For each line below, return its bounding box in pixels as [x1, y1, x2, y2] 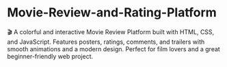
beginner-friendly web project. [7, 52, 94, 60]
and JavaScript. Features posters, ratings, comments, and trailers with [7, 38, 205, 46]
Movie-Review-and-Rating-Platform [7, 5, 217, 21]
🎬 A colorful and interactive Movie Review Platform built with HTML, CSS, [7, 27, 215, 36]
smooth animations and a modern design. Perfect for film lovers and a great [7, 44, 220, 53]
